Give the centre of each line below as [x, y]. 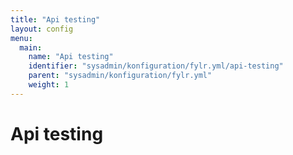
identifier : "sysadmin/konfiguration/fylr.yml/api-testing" [156, 66]
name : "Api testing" [71, 57]
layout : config [42, 29]
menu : [21, 38]
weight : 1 [49, 85]
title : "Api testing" [55, 19]
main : [31, 47]
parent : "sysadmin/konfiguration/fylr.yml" [120, 76]
